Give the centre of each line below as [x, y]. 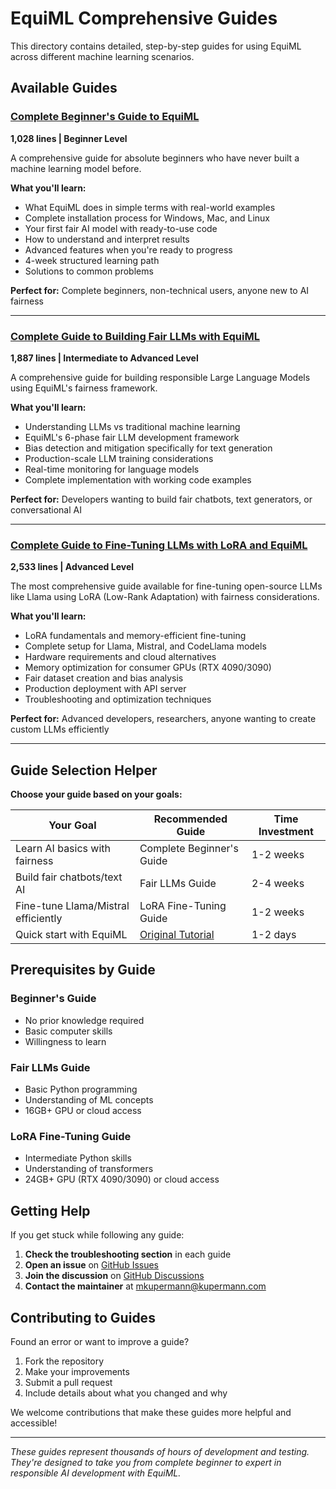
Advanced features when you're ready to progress [128, 249]
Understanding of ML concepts [89, 1100]
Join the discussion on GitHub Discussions [114, 1276]
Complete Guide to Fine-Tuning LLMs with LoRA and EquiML [159, 545]
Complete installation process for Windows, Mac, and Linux [147, 218]
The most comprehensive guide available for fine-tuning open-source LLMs [166, 586]
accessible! [34, 1423]
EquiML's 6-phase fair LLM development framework [132, 437]
